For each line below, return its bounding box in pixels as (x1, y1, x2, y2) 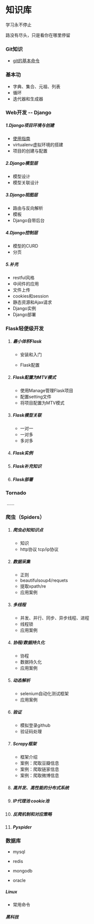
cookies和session (12, 293, 49, 299)
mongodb (12, 868, 32, 874)
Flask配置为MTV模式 (12, 374, 56, 380)
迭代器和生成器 (12, 96, 43, 101)
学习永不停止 (5, 22, 31, 28)
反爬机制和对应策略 (12, 811, 52, 817)
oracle (12, 877, 26, 884)
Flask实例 (12, 450, 33, 456)
